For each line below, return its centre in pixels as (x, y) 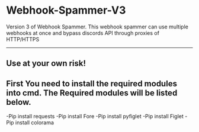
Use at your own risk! (46, 64)
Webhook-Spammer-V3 (66, 10)
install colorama (35, 123)
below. (19, 102)
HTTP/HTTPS (23, 39)
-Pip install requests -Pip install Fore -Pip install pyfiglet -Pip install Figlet (95, 117)
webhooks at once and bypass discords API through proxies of (83, 33)
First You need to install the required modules (92, 83)
